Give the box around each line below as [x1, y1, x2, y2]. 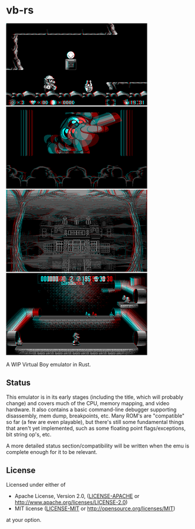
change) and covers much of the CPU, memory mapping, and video [6, 399, 170, 406]
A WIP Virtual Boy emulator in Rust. [6, 361, 91, 368]
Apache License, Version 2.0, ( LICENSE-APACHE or [14, 492, 140, 499]
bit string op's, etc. [6, 430, 52, 438]
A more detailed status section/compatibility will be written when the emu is [6, 442, 190, 449]
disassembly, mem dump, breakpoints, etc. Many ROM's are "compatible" [6, 412, 185, 419]
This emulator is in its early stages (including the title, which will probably [6, 394, 184, 401]
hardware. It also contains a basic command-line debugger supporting [6, 406, 177, 413]
